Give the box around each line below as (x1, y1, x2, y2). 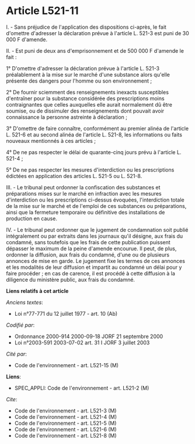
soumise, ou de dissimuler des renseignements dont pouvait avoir (6, 107, 165, 114)
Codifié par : (6, 321, 35, 329)
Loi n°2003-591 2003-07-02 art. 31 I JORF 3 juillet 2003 (14, 339, 150, 346)
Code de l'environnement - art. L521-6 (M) (14, 426, 117, 433)
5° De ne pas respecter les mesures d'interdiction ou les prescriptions (6, 166, 175, 173)
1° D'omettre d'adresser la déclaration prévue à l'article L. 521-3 (6, 64, 159, 71)
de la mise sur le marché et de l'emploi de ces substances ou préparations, (6, 202, 187, 209)
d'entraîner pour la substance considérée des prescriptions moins (6, 95, 165, 102)
